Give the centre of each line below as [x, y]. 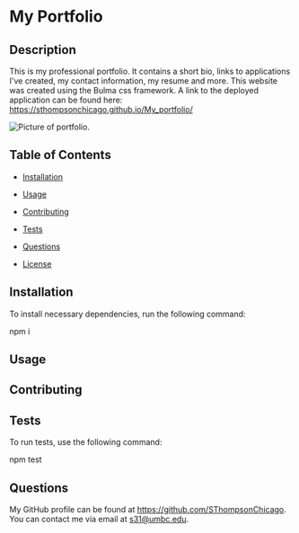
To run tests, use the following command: [86, 442]
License [37, 263]
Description [43, 50]
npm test [26, 459]
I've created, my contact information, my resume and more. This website [144, 81]
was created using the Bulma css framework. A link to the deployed [134, 90]
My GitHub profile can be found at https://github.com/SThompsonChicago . [148, 510]
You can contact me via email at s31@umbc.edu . [99, 520]
